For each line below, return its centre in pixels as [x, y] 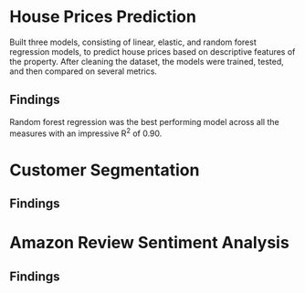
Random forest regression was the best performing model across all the [145, 121]
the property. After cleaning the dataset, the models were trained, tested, [147, 61]
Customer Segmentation [105, 170]
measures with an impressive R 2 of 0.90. [86, 132]
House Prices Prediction [103, 17]
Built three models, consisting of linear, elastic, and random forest [133, 42]
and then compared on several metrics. [84, 71]
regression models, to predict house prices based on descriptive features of [152, 51]
